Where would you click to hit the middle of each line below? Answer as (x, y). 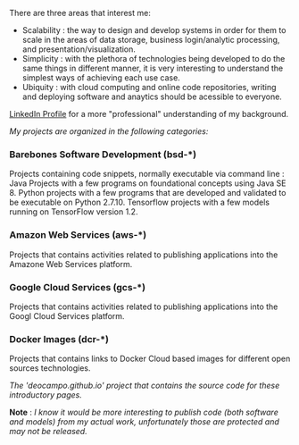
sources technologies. (50, 368)
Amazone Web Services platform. (71, 264)
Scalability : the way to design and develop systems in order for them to (154, 30)
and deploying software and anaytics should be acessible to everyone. (152, 97)
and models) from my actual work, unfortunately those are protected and (144, 422)
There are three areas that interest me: (80, 13)
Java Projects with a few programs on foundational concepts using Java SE (148, 183)
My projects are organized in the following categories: (109, 131)
